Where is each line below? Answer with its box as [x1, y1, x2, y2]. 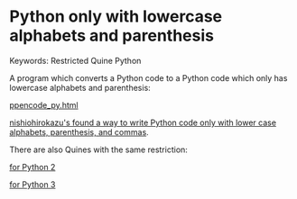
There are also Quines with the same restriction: [9, 144, 188, 155]
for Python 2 [9, 161, 56, 172]
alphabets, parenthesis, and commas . [9, 126, 149, 137]
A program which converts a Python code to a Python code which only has [9, 72, 288, 83]
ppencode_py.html [9, 99, 79, 110]
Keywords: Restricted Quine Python [9, 55, 142, 66]
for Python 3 [9, 178, 56, 190]
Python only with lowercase [9, 6, 223, 27]
